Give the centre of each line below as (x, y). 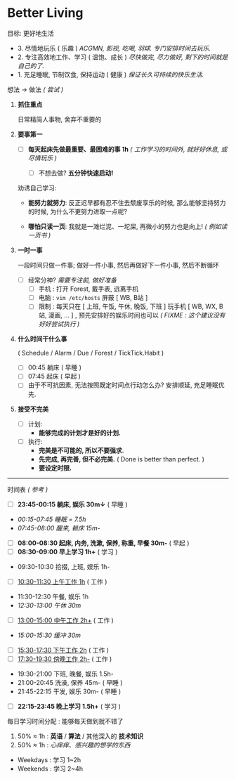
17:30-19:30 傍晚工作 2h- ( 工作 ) (65, 659)
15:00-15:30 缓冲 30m (49, 635)
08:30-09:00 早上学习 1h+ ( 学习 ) (67, 551)
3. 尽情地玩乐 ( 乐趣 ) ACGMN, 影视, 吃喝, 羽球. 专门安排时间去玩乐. (114, 48)
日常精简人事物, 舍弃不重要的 (59, 119)
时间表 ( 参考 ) (28, 489)
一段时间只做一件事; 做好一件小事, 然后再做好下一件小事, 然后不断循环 (118, 266)
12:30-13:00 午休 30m (49, 605)
